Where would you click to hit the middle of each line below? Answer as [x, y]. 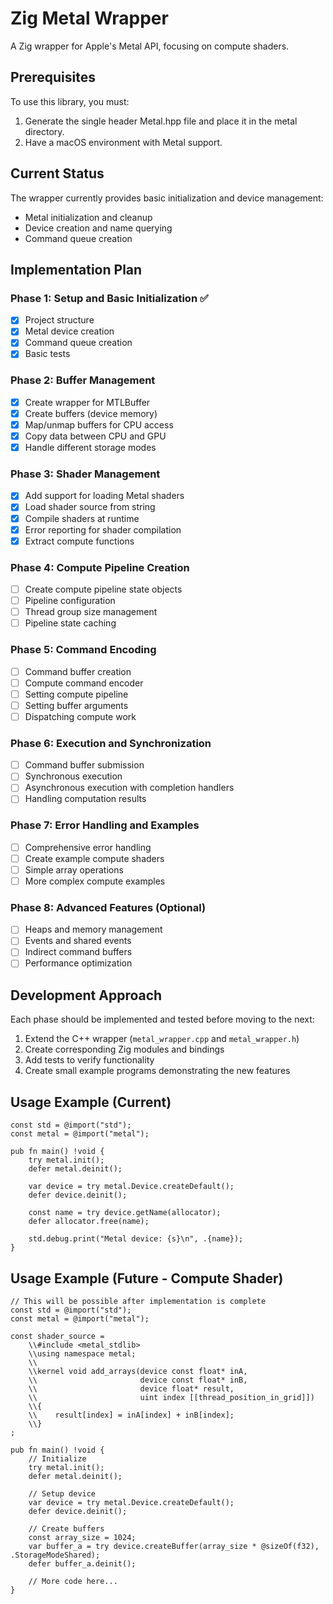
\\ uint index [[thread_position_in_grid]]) [171, 1397]
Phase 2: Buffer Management [83, 380]
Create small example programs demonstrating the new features [157, 1071]
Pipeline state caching [70, 623]
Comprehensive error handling [88, 847]
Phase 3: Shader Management [85, 474]
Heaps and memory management [93, 929]
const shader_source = [57, 1336]
